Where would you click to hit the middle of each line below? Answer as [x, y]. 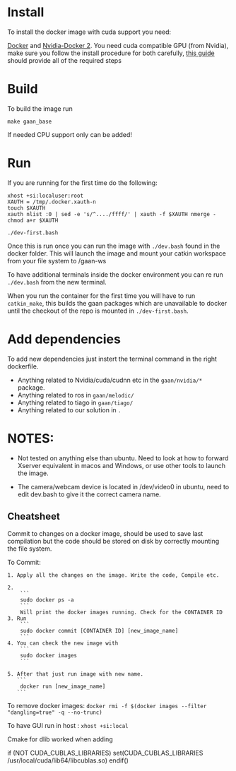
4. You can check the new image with [63, 643]
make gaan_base [30, 121]
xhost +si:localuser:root [45, 196]
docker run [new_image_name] [63, 686]
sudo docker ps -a [47, 600]
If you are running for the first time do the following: [82, 183]
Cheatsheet [34, 516]
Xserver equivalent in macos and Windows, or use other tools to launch [122, 465]
